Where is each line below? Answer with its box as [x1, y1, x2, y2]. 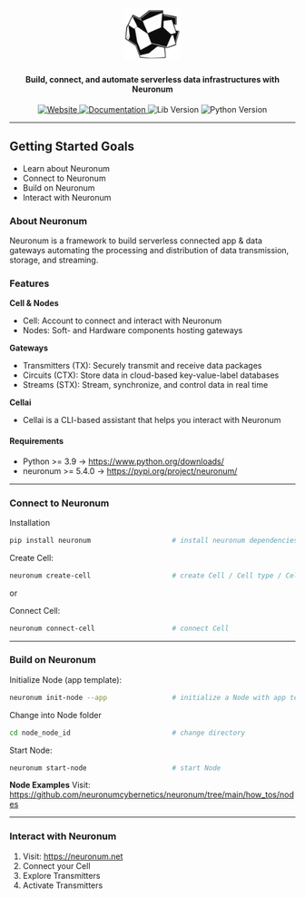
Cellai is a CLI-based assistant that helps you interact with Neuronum [22, 415, 281, 426]
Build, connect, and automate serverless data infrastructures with [25, 74, 280, 85]
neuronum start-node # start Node [9, 763, 221, 773]
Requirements [9, 436, 64, 447]
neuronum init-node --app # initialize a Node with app [9, 693, 286, 702]
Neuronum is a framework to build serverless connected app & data [9, 235, 263, 246]
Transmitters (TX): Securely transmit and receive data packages [22, 360, 262, 371]
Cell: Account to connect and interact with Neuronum [22, 315, 222, 326]
